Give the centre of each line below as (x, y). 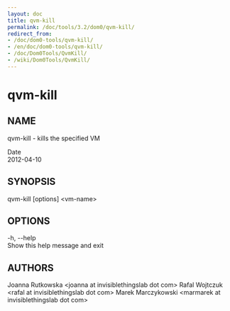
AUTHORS (31, 267)
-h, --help (22, 238)
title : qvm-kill (31, 21)
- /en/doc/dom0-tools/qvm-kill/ (55, 47)
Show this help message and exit (56, 246)
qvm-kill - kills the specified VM (54, 138)
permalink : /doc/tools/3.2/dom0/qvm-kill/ (71, 27)
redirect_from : (30, 34)
